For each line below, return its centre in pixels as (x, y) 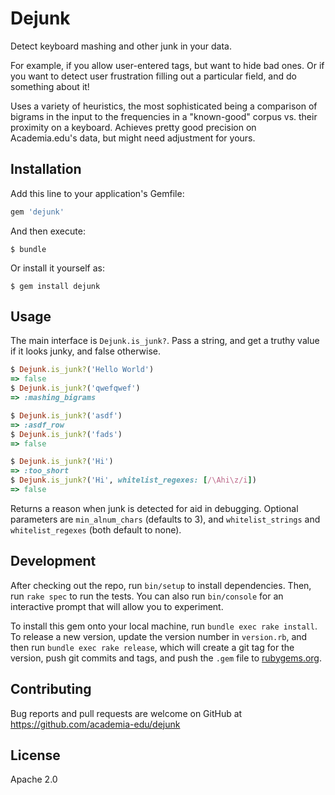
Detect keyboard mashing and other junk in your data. (121, 46)
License (35, 755)
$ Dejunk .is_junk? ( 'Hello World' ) (82, 370)
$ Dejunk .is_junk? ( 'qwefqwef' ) (75, 388)
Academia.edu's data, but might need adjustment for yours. (133, 138)
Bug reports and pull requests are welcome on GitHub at (126, 713)
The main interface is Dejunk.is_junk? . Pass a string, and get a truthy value (165, 341)
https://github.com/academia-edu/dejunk (95, 724)
